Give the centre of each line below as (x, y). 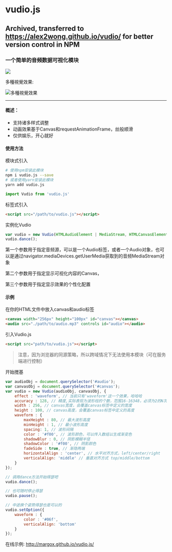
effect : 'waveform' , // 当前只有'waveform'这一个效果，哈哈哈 (78, 396)
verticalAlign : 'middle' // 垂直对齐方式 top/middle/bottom (87, 458)
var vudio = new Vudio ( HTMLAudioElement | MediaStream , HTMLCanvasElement (87, 234)
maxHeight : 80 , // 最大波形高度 (57, 420)
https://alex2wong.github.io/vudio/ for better (79, 36)
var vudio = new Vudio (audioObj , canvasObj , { (56, 391)
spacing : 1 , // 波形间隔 (49, 429)
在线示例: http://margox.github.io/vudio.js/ (50, 544)
